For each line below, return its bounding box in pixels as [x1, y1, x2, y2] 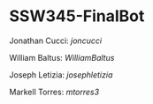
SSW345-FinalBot [9, 6, 145, 26]
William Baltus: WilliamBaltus [9, 52, 115, 63]
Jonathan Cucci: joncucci [9, 35, 103, 46]
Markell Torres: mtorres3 [9, 86, 100, 97]
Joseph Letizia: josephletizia [9, 69, 113, 80]
